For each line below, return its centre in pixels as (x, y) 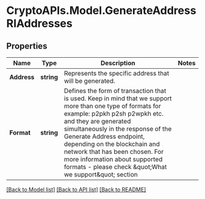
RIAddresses (39, 23)
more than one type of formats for (113, 106)
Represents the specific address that (117, 73)
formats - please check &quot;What (115, 167)
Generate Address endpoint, (104, 136)
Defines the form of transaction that (115, 91)
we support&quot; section (101, 174)
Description (118, 63)
